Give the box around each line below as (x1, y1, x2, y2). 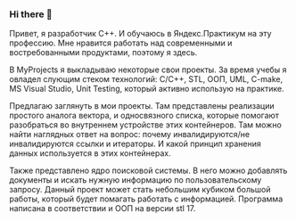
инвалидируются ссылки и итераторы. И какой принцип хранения (9, 138, 261, 150)
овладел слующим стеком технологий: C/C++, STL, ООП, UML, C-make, (9, 74, 284, 85)
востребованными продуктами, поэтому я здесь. (9, 47, 198, 58)
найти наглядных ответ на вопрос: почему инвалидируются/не (9, 129, 251, 140)
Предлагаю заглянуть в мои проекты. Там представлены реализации (9, 101, 275, 111)
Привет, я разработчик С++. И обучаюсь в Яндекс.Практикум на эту (9, 29, 272, 39)
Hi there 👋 (9, 8, 53, 20)
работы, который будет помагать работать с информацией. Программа (9, 193, 284, 204)
